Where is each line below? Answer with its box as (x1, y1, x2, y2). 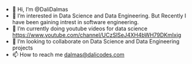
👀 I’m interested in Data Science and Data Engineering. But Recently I (12, 12, 186, 19)
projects (12, 44, 34, 51)
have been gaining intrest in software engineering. (12, 19, 139, 25)
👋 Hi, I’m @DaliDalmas (12, 6, 68, 13)
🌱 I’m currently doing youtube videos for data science (12, 25, 148, 32)
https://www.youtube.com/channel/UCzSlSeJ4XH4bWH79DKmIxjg (12, 31, 182, 39)
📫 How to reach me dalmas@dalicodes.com (12, 51, 125, 58)
